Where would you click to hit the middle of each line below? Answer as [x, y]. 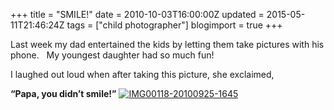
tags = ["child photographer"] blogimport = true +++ [174, 25]
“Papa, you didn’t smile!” [63, 93]
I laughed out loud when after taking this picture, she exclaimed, [142, 74]
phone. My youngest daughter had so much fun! [112, 55]
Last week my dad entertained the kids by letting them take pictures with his [167, 44]
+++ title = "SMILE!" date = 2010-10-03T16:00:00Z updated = [137, 14]
